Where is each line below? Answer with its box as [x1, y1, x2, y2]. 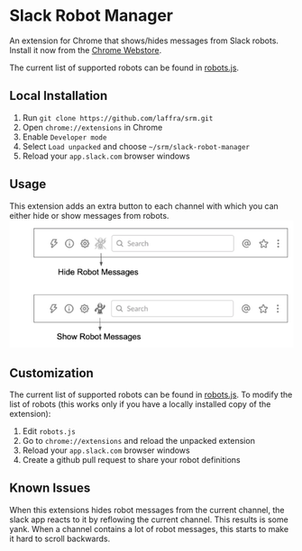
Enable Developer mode [22, 131, 107, 142]
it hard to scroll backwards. [9, 533, 111, 544]
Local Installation [9, 88, 108, 104]
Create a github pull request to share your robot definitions [22, 455, 241, 465]
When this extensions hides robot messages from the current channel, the [9, 504, 285, 515]
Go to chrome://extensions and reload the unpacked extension [22, 436, 255, 447]
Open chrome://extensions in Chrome [22, 122, 163, 132]
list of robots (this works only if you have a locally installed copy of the [9, 399, 271, 410]
